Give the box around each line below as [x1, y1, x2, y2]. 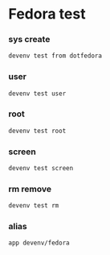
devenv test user [8, 90, 67, 98]
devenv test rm [8, 202, 59, 210]
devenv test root [8, 127, 67, 135]
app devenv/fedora [8, 239, 70, 247]
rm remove [8, 183, 52, 194]
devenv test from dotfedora [8, 52, 103, 61]
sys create [8, 34, 51, 45]
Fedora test [8, 5, 86, 23]
